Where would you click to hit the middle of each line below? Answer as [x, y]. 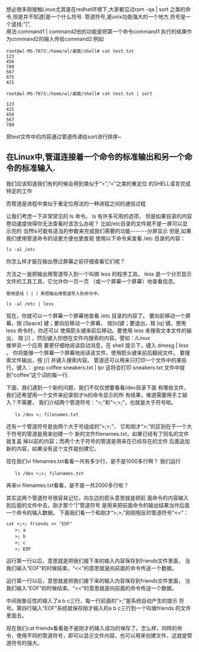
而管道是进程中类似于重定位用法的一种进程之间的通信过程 [76, 203]
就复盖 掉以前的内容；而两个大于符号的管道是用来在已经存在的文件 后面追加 [98, 441]
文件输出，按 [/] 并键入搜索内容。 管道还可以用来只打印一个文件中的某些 [99, 360]
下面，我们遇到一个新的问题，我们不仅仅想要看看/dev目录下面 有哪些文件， [98, 387]
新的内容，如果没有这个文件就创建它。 [53, 448]
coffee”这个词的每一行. [42, 375]
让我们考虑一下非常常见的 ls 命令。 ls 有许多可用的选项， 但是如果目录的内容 [99, 216]
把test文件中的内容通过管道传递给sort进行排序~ [64, 136]
